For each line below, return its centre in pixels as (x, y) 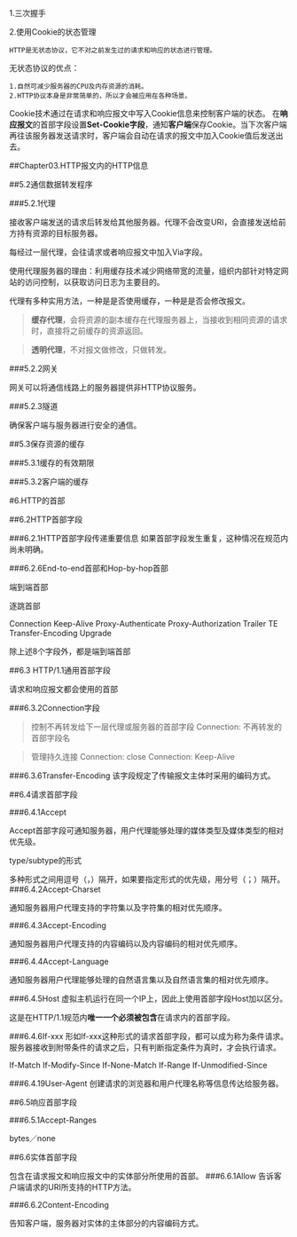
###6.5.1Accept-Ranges (53, 1120)
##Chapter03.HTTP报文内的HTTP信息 (79, 165)
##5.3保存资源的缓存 (47, 444)
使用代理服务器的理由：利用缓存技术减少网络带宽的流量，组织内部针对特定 (145, 271)
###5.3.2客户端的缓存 (49, 481)
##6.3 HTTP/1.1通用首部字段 (60, 670)
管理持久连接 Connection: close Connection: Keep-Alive (133, 756)
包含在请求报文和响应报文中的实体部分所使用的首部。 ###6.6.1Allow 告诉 (142, 1176)
